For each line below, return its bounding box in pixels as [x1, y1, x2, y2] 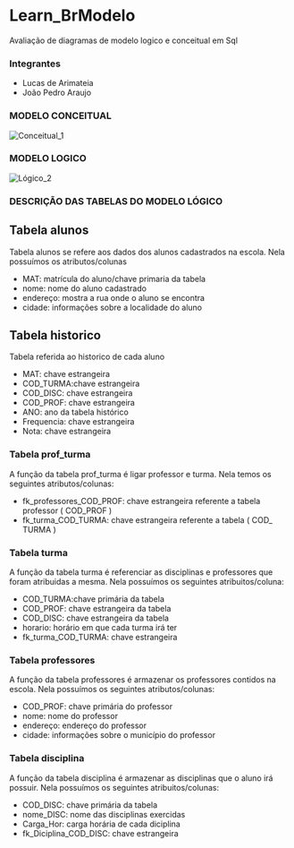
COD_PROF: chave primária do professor [21, 701, 173, 712]
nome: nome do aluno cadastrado [21, 283, 147, 294]
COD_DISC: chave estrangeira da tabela [21, 612, 170, 623]
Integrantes [9, 57, 61, 70]
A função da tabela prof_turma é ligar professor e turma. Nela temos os [9, 468, 272, 479]
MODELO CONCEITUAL [9, 109, 112, 122]
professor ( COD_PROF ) [21, 505, 113, 516]
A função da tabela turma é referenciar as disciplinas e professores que [9, 566, 273, 578]
